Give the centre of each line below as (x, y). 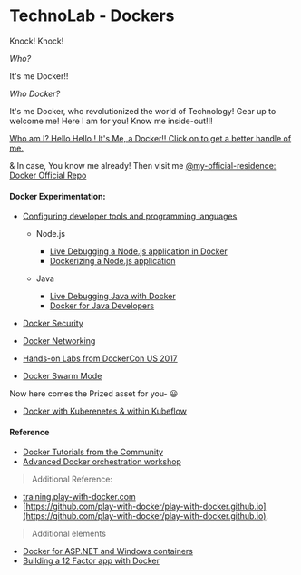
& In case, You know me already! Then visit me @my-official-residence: (143, 165)
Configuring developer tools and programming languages (130, 216)
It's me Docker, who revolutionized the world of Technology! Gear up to (143, 111)
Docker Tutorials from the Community (93, 452)
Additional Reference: (72, 479)
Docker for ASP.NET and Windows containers (107, 551)
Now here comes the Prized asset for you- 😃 (94, 394)
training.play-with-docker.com (79, 497)
